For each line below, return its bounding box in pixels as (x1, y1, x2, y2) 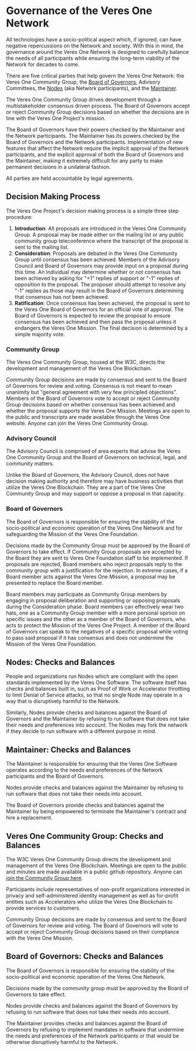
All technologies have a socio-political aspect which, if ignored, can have (6, 36, 182, 43)
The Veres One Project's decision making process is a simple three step (6, 207, 179, 214)
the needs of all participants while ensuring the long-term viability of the (6, 54, 180, 62)
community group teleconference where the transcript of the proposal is (14, 237, 188, 244)
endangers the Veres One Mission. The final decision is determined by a (14, 324, 188, 332)
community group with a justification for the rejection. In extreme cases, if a (6, 567, 188, 574)
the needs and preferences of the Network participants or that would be (6, 1032, 179, 1039)
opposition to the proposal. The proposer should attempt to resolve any (14, 281, 186, 288)
